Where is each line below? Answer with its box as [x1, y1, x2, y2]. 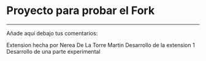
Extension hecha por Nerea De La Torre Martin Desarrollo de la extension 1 [6, 41, 195, 49]
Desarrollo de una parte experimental [6, 48, 101, 55]
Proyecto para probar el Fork [6, 4, 155, 18]
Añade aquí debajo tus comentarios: [6, 29, 98, 37]
